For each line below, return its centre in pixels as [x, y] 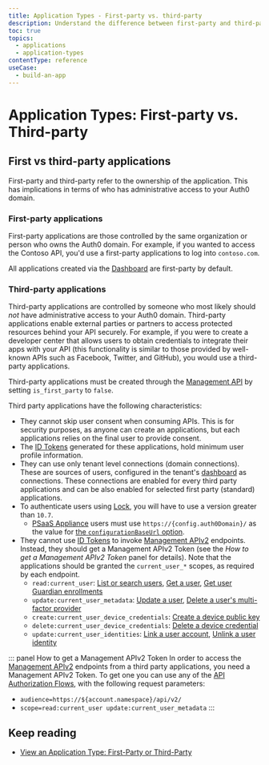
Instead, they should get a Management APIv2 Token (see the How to [134, 549]
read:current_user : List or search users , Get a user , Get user [132, 583]
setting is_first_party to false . [61, 390]
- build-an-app [41, 75]
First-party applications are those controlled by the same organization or [128, 236]
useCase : [23, 68]
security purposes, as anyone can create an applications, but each [130, 430]
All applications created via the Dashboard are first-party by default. [121, 268]
